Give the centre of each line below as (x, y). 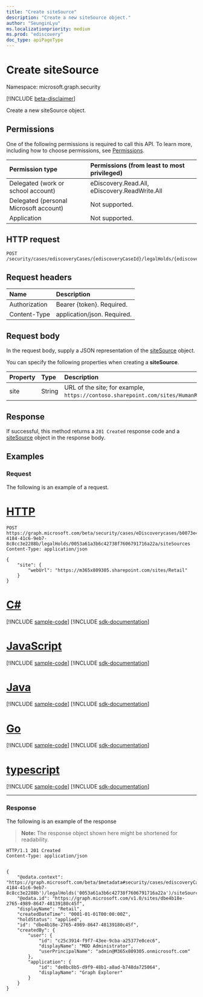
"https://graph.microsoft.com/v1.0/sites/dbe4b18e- (119, 898)
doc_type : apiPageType (35, 40)
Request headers (39, 277)
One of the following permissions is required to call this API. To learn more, (99, 144)
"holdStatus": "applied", (50, 919)
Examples (25, 457)
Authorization (28, 305)
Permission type (34, 169)
